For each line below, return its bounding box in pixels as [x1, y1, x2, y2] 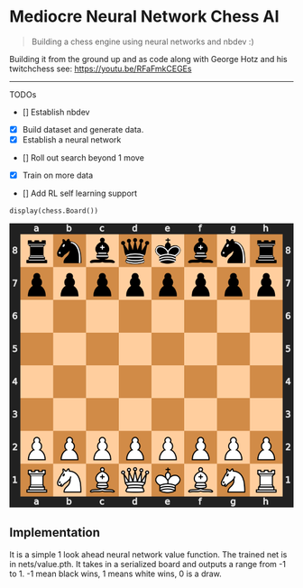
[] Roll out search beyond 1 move [22, 152, 144, 163]
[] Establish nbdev [22, 106, 90, 117]
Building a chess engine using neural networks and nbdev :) [31, 36, 254, 47]
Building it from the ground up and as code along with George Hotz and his [9, 53, 288, 64]
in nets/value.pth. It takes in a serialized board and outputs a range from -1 [9, 558, 287, 569]
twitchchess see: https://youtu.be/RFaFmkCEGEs [9, 63, 192, 74]
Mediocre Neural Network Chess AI [9, 6, 280, 27]
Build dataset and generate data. [22, 124, 144, 134]
